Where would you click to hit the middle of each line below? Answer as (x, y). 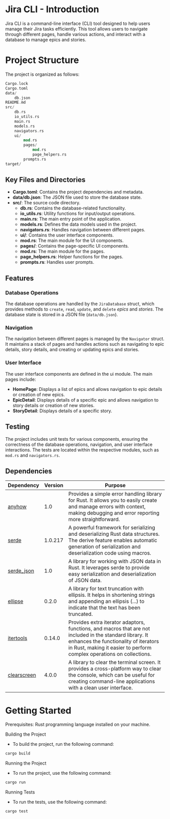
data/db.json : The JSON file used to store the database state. (77, 197)
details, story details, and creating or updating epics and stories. (72, 350)
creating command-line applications (112, 681)
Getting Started (38, 710)
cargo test (17, 811)
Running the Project (26, 763)
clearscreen (22, 675)
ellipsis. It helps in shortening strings (112, 595)
